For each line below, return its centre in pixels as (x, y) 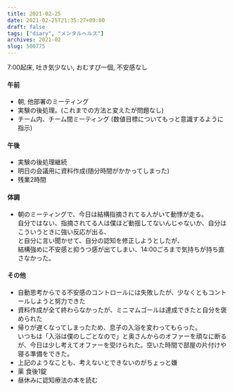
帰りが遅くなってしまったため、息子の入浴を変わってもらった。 (109, 327)
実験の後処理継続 (42, 162)
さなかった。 (36, 258)
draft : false (26, 27)
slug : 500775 (26, 46)
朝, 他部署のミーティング (53, 102)
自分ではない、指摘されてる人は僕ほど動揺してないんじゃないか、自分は (122, 223)
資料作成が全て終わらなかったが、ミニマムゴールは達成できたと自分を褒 (122, 310)
